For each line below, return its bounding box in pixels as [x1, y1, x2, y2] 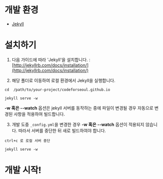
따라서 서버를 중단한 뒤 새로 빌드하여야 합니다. [18, 128, 106, 134]
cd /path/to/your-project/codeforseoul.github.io [4, 87, 110, 92]
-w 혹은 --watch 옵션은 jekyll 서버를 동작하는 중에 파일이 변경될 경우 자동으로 [4, 105, 154, 111]
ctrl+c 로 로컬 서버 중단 [4, 138, 51, 143]
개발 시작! [4, 165, 42, 176]
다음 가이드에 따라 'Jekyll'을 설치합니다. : [11, 57, 90, 63]
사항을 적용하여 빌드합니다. [13, 111, 65, 117]
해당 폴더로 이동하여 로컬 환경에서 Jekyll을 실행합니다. [11, 77, 116, 83]
